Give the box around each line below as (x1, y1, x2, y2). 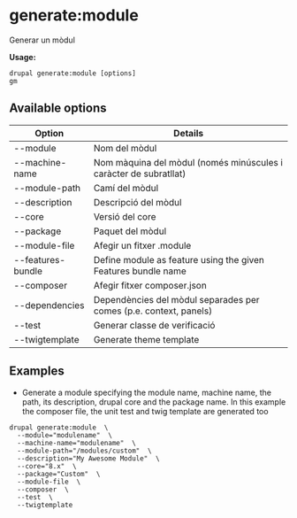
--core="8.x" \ (17, 461, 77, 470)
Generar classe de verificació (93, 319, 216, 331)
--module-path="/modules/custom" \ (17, 446, 152, 455)
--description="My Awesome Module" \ (17, 453, 161, 463)
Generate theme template (93, 333, 200, 345)
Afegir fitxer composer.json (93, 279, 208, 291)
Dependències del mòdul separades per (93, 293, 260, 305)
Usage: (9, 51, 37, 62)
